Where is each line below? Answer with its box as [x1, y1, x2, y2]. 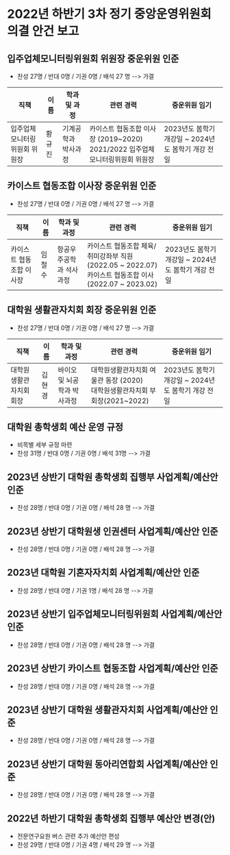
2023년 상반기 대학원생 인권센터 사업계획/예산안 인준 [7, 525, 218, 537]
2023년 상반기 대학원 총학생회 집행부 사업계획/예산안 [7, 471, 218, 483]
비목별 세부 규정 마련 [16, 441, 73, 449]
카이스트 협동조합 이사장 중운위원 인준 [7, 180, 157, 192]
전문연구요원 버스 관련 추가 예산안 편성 [16, 832, 120, 840]
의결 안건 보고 [7, 23, 79, 39]
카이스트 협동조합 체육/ [86, 241, 157, 251]
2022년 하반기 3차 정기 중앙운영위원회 [7, 6, 212, 22]
